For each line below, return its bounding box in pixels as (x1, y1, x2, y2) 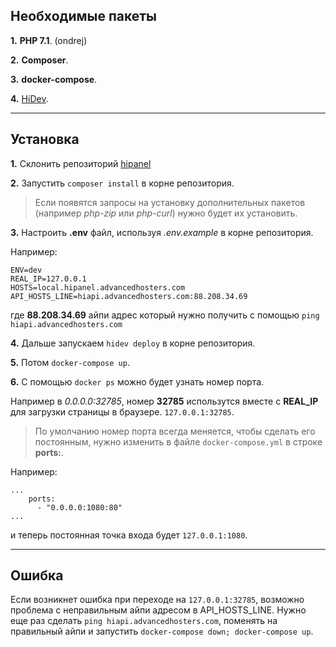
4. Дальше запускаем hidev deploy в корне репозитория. (10, 337, 256, 349)
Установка (10, 131, 80, 148)
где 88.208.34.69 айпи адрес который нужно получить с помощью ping (10, 309, 320, 321)
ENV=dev (10, 265, 43, 275)
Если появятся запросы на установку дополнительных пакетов (34, 196, 306, 208)
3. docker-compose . (10, 73, 98, 85)
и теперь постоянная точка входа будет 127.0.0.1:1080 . (10, 529, 248, 541)
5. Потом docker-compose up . (10, 356, 130, 368)
